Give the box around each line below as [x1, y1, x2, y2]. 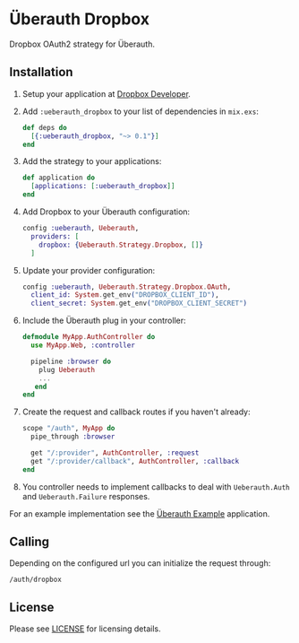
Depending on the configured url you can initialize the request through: [9, 558, 271, 569]
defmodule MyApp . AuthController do [21, 333, 156, 342]
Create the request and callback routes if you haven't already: [21, 406, 251, 417]
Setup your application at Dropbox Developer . [21, 88, 191, 99]
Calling [9, 534, 50, 550]
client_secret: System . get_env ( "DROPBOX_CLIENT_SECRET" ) [30, 299, 248, 308]
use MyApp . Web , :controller [30, 341, 136, 350]
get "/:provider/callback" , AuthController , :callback [30, 456, 240, 465]
